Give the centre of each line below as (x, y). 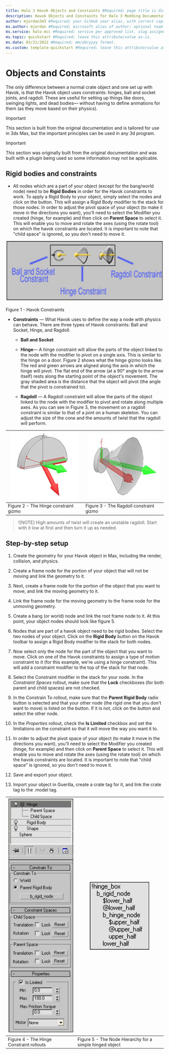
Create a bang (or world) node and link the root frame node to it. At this (86, 616)
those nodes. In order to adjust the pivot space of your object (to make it (88, 207)
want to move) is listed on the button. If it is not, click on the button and (86, 708)
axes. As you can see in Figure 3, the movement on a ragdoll (83, 407)
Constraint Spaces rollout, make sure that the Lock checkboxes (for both (88, 682)
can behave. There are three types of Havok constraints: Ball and (80, 324)
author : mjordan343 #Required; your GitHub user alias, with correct (80, 21)
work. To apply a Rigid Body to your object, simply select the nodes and (87, 196)
